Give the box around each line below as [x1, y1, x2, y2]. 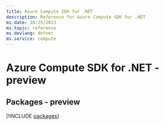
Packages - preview [6, 97, 80, 107]
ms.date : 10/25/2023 [6, 19, 57, 25]
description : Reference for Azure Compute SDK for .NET [6, 14, 146, 20]
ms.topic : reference [6, 25, 57, 31]
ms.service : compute [6, 36, 57, 42]
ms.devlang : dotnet [6, 31, 54, 36]
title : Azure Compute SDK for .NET [6, 8, 93, 15]
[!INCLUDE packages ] [6, 113, 59, 119]
